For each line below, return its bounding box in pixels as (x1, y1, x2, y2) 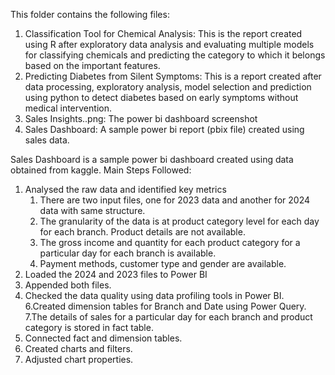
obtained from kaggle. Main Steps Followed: (10, 164, 192, 176)
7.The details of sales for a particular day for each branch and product (24, 311, 313, 323)
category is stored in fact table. (24, 322, 154, 333)
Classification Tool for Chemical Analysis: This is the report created (24, 28, 303, 39)
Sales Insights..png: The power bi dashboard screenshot (24, 113, 258, 124)
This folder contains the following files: (10, 9, 170, 20)
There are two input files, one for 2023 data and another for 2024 (39, 194, 311, 206)
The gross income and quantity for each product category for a (39, 237, 301, 248)
